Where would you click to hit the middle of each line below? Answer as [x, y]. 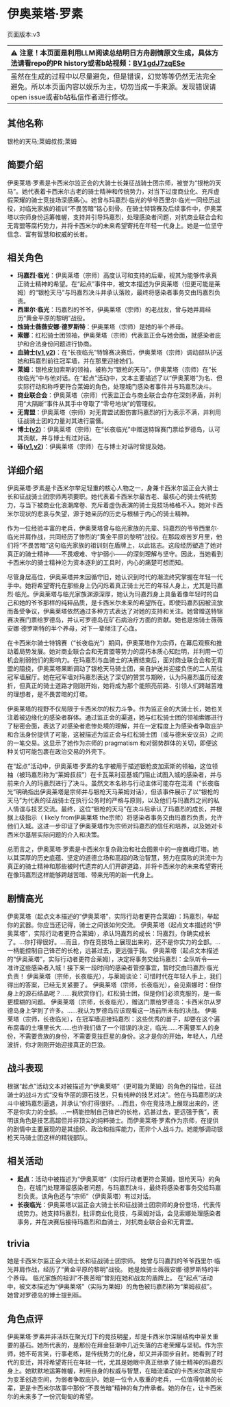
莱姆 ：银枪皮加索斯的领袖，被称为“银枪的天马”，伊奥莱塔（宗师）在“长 [117, 370]
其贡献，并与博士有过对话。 [56, 438]
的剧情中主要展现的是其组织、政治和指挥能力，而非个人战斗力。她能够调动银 [115, 1129]
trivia [18, 1244]
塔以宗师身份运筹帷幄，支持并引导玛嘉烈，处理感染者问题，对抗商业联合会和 [115, 217]
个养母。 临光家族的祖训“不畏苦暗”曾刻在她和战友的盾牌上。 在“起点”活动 [110, 1278]
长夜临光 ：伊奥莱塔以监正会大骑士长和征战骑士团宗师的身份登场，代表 [116, 1204]
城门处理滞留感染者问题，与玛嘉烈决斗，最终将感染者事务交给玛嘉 [128, 1187]
